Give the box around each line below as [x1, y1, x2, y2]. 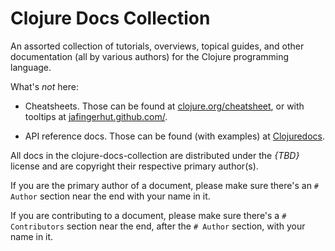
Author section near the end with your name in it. [10, 190, 211, 202]
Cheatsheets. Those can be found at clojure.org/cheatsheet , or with [24, 100, 305, 112]
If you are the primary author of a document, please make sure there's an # [10, 179, 320, 191]
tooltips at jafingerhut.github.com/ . [24, 110, 168, 122]
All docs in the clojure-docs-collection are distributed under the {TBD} [10, 149, 300, 161]
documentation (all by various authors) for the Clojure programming [10, 50, 290, 62]
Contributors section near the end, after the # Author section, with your [10, 220, 306, 232]
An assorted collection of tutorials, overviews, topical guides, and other [10, 40, 305, 52]
